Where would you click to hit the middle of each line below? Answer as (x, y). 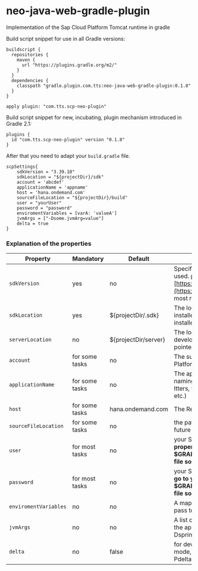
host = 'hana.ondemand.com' (51, 192)
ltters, (182, 388)
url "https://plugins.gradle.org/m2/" (69, 65)
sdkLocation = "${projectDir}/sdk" (60, 177)
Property (38, 259)
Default (139, 259)
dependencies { (30, 80)
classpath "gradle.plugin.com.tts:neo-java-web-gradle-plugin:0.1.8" (104, 86)
